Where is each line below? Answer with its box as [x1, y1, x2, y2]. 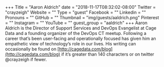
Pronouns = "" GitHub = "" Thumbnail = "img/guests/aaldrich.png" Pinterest [5, 15, 159, 20]
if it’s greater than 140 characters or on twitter [61, 51, 154, 57]
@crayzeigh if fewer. [5, 57, 47, 62]
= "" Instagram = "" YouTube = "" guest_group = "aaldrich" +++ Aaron [5, 20, 148, 26]
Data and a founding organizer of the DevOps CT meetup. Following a [5, 31, 147, 36]
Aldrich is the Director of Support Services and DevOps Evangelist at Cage [5, 25, 157, 31]
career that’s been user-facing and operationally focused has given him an [5, 35, 156, 41]
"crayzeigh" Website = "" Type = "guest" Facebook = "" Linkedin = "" [5, 9, 146, 15]
